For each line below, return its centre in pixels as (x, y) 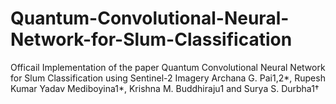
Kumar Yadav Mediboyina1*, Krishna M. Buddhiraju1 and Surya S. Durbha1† (165, 88)
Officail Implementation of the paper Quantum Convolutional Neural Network (168, 67)
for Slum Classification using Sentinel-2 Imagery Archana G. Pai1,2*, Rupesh (168, 78)
